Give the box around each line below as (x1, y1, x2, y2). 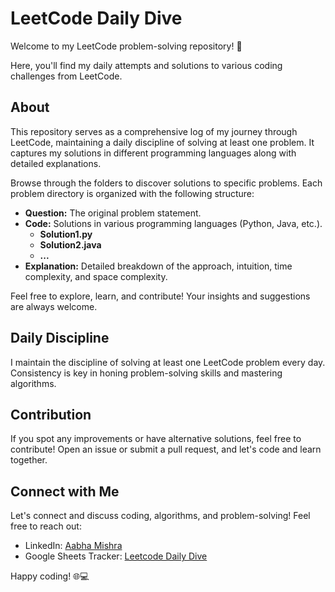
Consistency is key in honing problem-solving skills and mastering (10, 367, 283, 379)
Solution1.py (39, 228, 93, 240)
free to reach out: (10, 520, 82, 532)
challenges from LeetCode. (10, 70, 123, 82)
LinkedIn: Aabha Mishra (24, 540, 123, 552)
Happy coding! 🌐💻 (10, 570, 90, 582)
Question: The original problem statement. (24, 207, 202, 219)
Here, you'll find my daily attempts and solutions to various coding (10, 59, 283, 71)
